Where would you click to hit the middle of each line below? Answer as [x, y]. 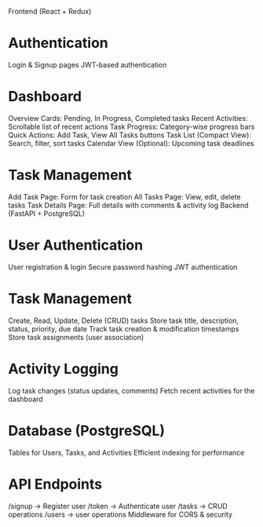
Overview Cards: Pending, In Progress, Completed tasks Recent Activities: [128, 118]
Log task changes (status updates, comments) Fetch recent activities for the [131, 390]
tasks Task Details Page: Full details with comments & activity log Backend [128, 205]
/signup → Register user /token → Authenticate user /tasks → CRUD [118, 506]
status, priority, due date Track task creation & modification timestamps [124, 328]
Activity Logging [64, 369]
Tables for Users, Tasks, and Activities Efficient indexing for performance [126, 452]
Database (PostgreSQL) [87, 430]
